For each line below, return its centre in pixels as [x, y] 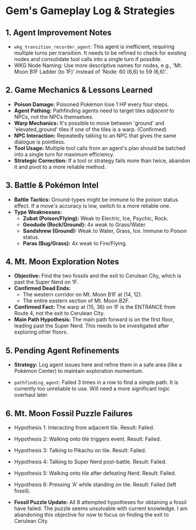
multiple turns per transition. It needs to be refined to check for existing [100, 53]
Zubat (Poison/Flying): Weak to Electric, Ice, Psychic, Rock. [95, 218]
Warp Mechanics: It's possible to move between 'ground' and [89, 123]
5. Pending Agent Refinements [62, 350]
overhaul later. [31, 395]
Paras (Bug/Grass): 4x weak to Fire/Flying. [75, 243]
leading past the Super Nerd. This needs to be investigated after [92, 326]
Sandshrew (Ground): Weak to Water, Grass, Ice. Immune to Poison [105, 231]
